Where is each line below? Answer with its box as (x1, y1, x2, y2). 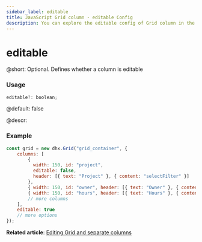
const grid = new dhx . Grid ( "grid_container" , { (6, 145, 128, 151)
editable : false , (32, 168, 77, 174)
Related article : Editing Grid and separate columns (6, 229, 132, 236)
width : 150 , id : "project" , (32, 162, 103, 168)
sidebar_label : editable (6, 8, 69, 15)
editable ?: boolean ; (6, 94, 58, 100)
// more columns (28, 196, 69, 202)
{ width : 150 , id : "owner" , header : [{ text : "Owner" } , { (28, 184, 179, 190)
